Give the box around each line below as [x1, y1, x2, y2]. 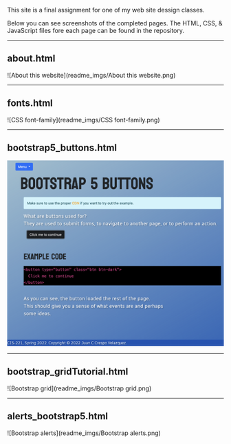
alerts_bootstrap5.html [7, 410, 109, 422]
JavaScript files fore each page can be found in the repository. [7, 27, 184, 34]
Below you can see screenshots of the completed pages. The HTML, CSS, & [7, 19, 223, 27]
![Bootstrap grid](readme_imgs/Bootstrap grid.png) [7, 384, 152, 392]
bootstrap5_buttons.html [7, 142, 118, 154]
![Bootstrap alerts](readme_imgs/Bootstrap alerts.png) [7, 429, 162, 437]
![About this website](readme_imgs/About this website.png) [7, 71, 176, 79]
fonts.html [7, 98, 53, 109]
